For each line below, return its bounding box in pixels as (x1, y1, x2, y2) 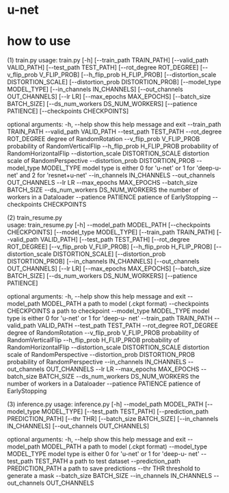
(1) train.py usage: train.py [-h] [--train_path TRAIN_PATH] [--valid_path (7, 56, 208, 64)
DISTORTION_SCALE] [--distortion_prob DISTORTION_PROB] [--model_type (7, 78, 221, 86)
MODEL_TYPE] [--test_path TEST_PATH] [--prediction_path (41, 407, 208, 416)
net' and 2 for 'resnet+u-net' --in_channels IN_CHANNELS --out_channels (7, 171, 215, 179)
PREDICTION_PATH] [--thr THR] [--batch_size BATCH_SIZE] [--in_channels (7, 415, 219, 423)
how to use (7, 34, 71, 49)
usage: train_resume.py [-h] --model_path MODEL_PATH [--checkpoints (7, 221, 211, 229)
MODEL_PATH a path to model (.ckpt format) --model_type (42, 442, 207, 451)
